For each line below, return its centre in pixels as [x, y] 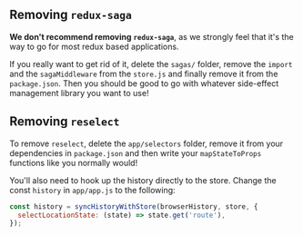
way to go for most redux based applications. [94, 46]
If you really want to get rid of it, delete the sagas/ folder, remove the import [151, 64]
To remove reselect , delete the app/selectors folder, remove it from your [146, 143]
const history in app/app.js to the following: [92, 190]
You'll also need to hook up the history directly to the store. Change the [143, 180]
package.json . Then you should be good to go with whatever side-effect [144, 83]
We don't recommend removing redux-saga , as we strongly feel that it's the [151, 36]
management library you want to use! [79, 93]
